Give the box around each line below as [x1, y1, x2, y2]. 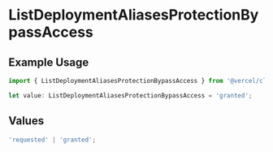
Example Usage [8, 55, 89, 69]
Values [8, 114, 45, 128]
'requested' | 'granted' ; [8, 136, 96, 144]
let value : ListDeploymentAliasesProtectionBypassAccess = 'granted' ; [8, 91, 253, 99]
